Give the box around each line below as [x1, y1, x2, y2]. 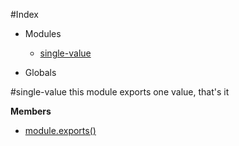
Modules [24, 28, 62, 39]
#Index [10, 9, 39, 20]
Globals [24, 67, 57, 78]
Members [10, 105, 52, 117]
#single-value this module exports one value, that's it [10, 86, 230, 98]
